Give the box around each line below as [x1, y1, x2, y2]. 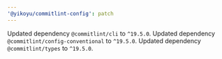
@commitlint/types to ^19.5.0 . [7, 44, 94, 52]
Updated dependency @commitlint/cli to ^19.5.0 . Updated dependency [7, 29, 215, 37]
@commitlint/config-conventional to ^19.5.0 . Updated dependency [7, 36, 201, 45]
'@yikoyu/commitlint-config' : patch [7, 10, 114, 17]
